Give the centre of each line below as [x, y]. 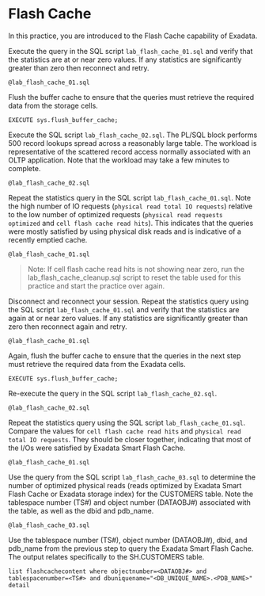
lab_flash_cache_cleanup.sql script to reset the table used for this [134, 277]
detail [19, 585]
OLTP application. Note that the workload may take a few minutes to [119, 160]
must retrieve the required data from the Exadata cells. [97, 364]
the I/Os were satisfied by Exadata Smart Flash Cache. [97, 448]
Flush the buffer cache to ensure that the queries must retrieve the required [131, 97]
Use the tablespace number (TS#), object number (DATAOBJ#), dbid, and [128, 540]
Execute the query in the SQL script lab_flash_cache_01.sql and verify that [131, 51]
